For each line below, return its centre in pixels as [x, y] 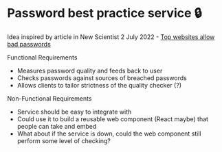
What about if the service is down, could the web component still [109, 134]
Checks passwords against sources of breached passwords [102, 78]
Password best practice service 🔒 [104, 13]
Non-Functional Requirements [49, 98]
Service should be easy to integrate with [74, 112]
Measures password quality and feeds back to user [90, 71]
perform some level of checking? [64, 140]
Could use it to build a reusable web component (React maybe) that [112, 119]
